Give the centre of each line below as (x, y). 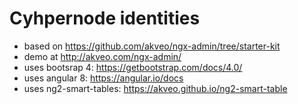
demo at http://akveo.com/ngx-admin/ (102, 56)
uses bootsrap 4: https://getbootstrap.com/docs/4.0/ (133, 67)
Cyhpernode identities (105, 18)
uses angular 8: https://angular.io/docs (103, 78)
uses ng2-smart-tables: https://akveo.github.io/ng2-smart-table (155, 88)
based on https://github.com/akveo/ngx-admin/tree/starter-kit (152, 46)
